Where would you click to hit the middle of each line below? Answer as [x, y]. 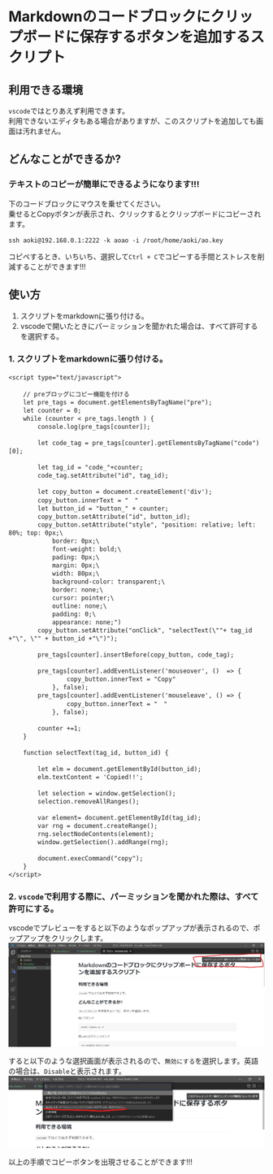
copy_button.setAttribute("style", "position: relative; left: [147, 525]
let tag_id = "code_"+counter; [91, 467]
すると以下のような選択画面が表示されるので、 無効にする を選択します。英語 [133, 1061]
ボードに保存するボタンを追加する [137, 37]
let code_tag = [63, 443]
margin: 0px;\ [76, 565]
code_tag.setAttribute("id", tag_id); [103, 475]
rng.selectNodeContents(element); [96, 834]
